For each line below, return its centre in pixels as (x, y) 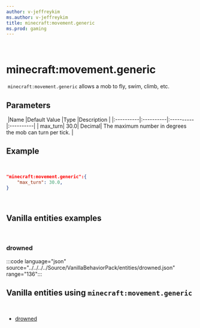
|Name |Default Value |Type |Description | (59, 120)
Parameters (28, 105)
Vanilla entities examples (54, 218)
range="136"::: (24, 274)
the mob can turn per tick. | (40, 132)
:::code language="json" (36, 261)
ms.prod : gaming (26, 28)
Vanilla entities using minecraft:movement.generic (99, 292)
